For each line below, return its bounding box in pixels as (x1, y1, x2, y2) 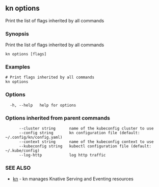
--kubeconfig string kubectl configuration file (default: (18, 144, 152, 149)
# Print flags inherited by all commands (5, 75, 95, 80)
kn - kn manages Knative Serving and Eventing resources (12, 176, 134, 182)
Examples (5, 64, 31, 71)
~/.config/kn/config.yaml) (5, 135, 63, 140)
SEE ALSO (5, 164, 31, 171)
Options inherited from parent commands (5, 114, 111, 121)
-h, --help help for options (10, 103, 76, 108)
